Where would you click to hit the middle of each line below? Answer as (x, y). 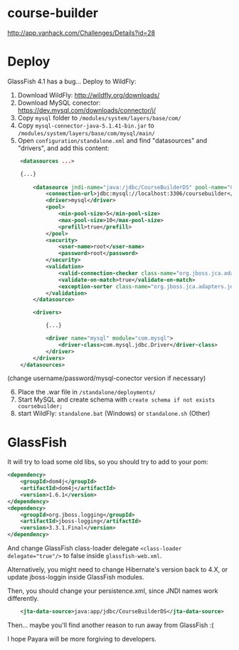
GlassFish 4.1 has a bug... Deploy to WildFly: (72, 81)
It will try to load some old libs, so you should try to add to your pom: (108, 462)
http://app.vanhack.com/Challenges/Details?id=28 (81, 33)
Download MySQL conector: (59, 103)
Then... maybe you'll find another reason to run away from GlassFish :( (111, 625)
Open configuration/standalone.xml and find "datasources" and (112, 140)
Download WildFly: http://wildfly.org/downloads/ (89, 95)
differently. (23, 599)
